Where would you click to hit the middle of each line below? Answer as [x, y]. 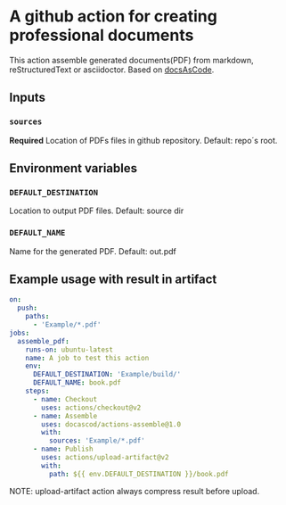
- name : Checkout [65, 399]
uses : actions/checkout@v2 [91, 408]
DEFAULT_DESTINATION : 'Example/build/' [106, 375]
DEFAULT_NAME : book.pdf [77, 383]
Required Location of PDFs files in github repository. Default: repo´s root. [143, 140]
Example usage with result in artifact [113, 279]
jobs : [19, 333]
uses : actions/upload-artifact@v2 [105, 458]
